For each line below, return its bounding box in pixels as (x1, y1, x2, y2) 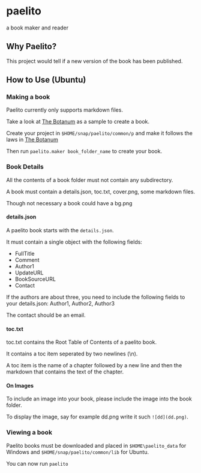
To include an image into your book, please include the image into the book (6, 395, 192, 403)
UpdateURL (14, 269, 44, 276)
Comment (14, 256, 40, 264)
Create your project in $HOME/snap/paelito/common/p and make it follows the (6, 130, 193, 137)
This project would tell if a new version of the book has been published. (6, 57, 183, 64)
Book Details (6, 163, 44, 171)
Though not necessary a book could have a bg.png (6, 199, 133, 206)
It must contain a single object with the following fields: (6, 238, 143, 246)
